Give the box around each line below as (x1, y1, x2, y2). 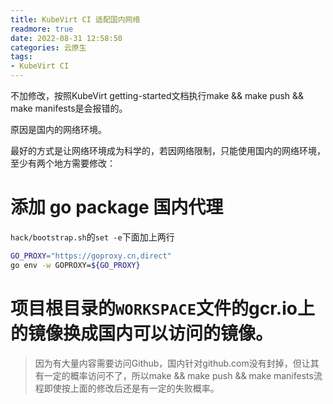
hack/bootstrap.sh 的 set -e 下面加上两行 (10, 231, 175, 243)
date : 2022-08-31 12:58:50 (10, 33, 123, 43)
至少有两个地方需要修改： (10, 157, 116, 169)
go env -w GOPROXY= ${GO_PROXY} (10, 260, 141, 270)
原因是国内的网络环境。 (10, 124, 107, 135)
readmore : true (10, 24, 74, 34)
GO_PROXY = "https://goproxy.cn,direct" (10, 251, 172, 261)
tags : (10, 52, 33, 62)
